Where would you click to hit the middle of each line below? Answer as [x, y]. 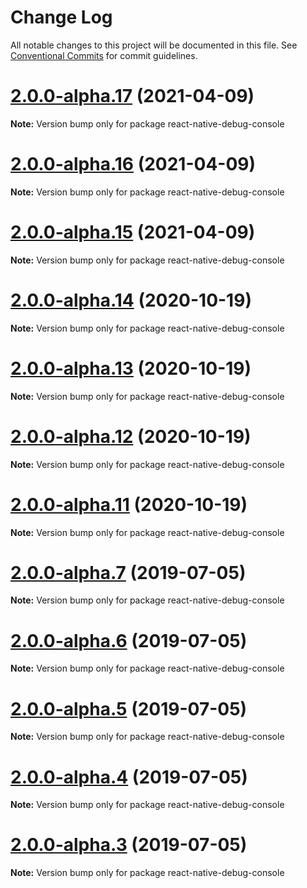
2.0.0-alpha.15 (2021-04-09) [133, 232]
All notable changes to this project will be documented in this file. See [154, 45]
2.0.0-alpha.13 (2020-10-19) [131, 368]
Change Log [61, 17]
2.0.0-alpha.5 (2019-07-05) [129, 708]
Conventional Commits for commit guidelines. [104, 55]
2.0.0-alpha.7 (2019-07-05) [128, 572]
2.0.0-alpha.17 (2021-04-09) [132, 96]
